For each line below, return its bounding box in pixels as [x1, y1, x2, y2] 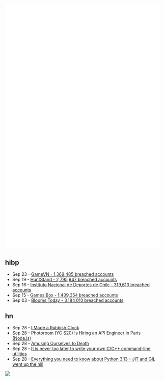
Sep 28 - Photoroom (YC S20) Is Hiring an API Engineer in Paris [12, 330, 141, 336]
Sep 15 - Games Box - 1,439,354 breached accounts [12, 292, 118, 298]
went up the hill [12, 361, 44, 367]
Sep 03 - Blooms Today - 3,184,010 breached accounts [12, 297, 124, 303]
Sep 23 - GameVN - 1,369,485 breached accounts [12, 271, 114, 277]
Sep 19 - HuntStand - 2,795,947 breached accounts [12, 277, 117, 283]
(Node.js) [12, 335, 31, 341]
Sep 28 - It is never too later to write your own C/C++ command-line [12, 346, 151, 352]
